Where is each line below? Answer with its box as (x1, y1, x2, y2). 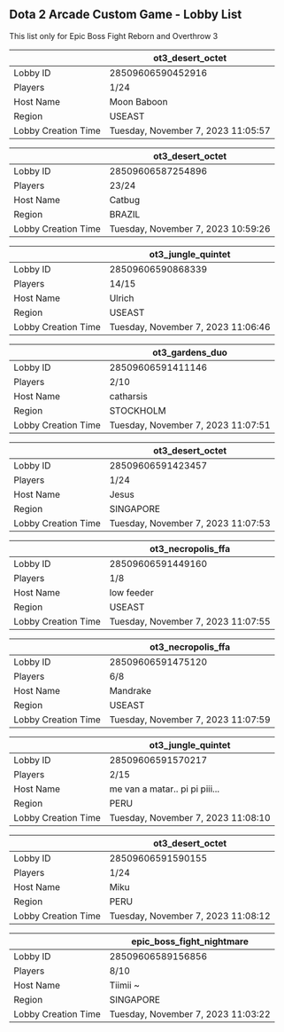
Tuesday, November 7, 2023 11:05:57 (109, 124, 272, 137)
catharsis (109, 390, 148, 402)
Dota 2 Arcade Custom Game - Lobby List (9, 7, 242, 22)
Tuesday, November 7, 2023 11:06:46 (109, 320, 272, 333)
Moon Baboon (109, 95, 168, 107)
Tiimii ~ (109, 979, 140, 991)
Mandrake (109, 684, 152, 697)
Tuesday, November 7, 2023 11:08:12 (109, 910, 272, 922)
